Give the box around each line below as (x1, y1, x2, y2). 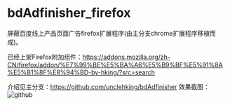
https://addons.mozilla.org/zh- (82, 53, 170, 61)
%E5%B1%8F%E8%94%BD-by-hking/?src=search (7, 68, 156, 77)
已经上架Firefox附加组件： (7, 53, 83, 61)
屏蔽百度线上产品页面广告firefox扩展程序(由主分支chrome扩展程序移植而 (7, 29, 216, 37)
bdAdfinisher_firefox (7, 5, 131, 21)
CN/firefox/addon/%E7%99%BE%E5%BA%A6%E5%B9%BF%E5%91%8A (7, 60, 223, 69)
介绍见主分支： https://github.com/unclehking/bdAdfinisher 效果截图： (7, 82, 210, 91)
